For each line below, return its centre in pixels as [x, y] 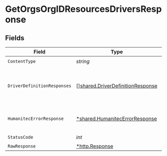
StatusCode [20, 137]
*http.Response [95, 146]
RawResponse [22, 146]
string [83, 61]
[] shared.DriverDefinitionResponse [117, 86]
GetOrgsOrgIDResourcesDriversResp [83, 9]
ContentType [22, 61]
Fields [15, 38]
